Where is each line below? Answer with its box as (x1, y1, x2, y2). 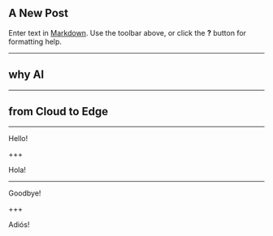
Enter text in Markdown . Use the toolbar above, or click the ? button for (8, 28, 246, 37)
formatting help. (8, 36, 63, 46)
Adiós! (8, 220, 30, 230)
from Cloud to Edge (8, 105, 108, 118)
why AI (8, 68, 45, 82)
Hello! (8, 134, 28, 144)
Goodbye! (8, 188, 41, 198)
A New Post (8, 6, 69, 20)
